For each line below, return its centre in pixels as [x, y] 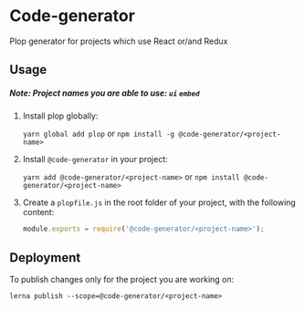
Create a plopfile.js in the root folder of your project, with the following [159, 202]
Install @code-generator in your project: [95, 160]
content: [38, 212]
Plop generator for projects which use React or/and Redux [119, 41]
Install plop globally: [60, 116]
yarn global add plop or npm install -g [99, 134]
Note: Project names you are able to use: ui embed [105, 93]
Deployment [45, 258]
